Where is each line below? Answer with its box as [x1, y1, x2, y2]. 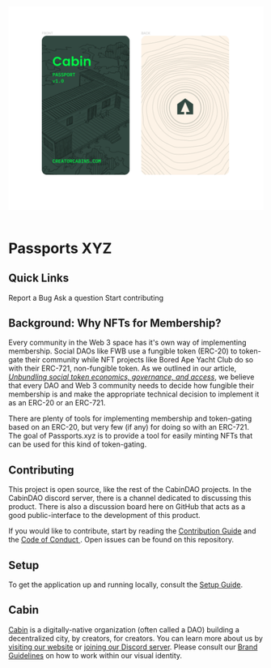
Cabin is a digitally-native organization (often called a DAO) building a [8, 624, 240, 634]
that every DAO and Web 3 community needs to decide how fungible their [8, 381, 255, 391]
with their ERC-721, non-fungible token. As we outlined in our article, [8, 363, 237, 374]
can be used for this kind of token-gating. [8, 439, 147, 449]
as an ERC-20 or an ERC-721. [8, 398, 106, 408]
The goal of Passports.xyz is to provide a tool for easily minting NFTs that [8, 431, 253, 441]
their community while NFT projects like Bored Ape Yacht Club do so [24, 355, 253, 365]
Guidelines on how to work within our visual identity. [8, 650, 183, 660]
